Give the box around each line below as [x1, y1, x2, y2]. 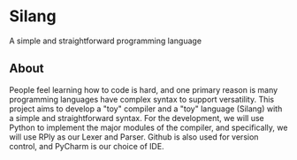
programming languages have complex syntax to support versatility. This [9, 94, 275, 104]
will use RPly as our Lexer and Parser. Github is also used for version [9, 131, 259, 142]
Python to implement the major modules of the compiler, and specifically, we [9, 122, 288, 133]
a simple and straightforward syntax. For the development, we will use [9, 112, 265, 123]
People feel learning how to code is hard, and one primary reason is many [9, 84, 278, 95]
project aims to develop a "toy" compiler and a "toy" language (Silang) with [9, 103, 283, 114]
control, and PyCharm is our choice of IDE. [9, 141, 165, 151]
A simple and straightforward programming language [9, 35, 202, 46]
